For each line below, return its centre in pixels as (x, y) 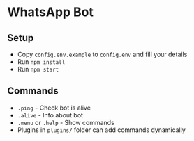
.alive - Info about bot (50, 115)
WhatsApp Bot (51, 12)
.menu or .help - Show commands (66, 122)
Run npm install (41, 62)
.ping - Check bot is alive (54, 108)
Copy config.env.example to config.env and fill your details (102, 54)
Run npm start (38, 69)
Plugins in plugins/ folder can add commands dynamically (102, 130)
